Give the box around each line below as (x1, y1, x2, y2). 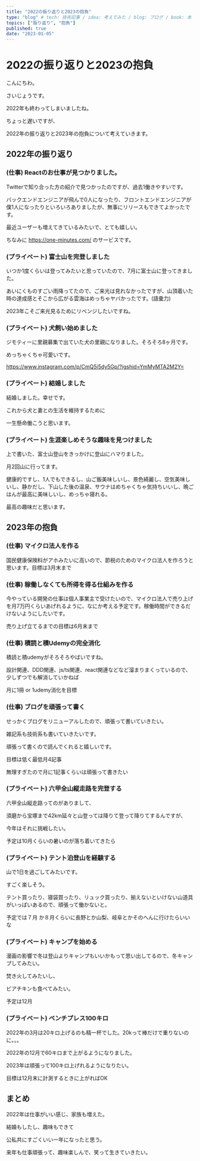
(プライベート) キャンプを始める (6, 938, 98, 946)
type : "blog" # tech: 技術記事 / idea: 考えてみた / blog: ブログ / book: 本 (6, 14, 192, 20)
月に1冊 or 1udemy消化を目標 (6, 687, 77, 694)
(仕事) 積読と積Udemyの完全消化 (6, 639, 101, 647)
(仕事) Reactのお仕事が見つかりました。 (6, 168, 121, 177)
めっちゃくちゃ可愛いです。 (6, 351, 74, 359)
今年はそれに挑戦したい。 (6, 825, 69, 832)
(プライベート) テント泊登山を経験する (6, 854, 116, 862)
